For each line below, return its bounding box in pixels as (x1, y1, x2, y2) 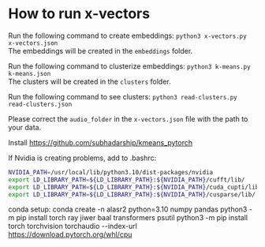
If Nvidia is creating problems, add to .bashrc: (8, 153, 157, 163)
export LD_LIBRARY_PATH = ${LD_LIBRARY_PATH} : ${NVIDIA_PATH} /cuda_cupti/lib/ (8, 183, 263, 191)
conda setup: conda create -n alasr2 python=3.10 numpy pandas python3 (8, 204, 248, 214)
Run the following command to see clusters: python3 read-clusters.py (8, 92, 238, 101)
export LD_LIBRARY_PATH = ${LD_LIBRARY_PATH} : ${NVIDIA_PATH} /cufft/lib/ (8, 175, 245, 184)
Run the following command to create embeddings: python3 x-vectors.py (8, 31, 247, 40)
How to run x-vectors (8, 5, 151, 23)
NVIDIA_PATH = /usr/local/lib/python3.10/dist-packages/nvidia (8, 168, 214, 176)
